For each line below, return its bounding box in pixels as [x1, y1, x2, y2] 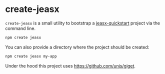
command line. [5, 25, 36, 31]
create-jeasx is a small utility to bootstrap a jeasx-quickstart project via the [5, 20, 160, 26]
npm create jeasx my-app [5, 53, 57, 58]
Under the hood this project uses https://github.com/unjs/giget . [5, 62, 136, 68]
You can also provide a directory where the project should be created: [5, 44, 149, 50]
